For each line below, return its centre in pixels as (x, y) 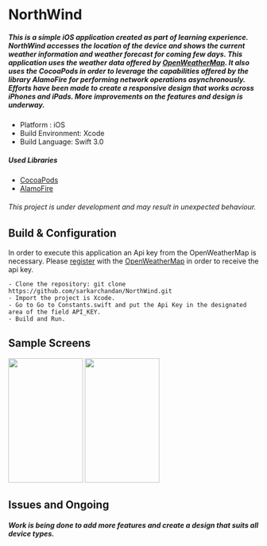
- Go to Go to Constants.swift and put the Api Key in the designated (128, 305)
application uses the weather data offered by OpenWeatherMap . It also (129, 62)
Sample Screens (50, 343)
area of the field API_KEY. (55, 312)
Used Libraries (33, 160)
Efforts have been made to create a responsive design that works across (131, 88)
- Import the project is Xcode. (62, 298)
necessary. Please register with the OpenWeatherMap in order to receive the (133, 261)
